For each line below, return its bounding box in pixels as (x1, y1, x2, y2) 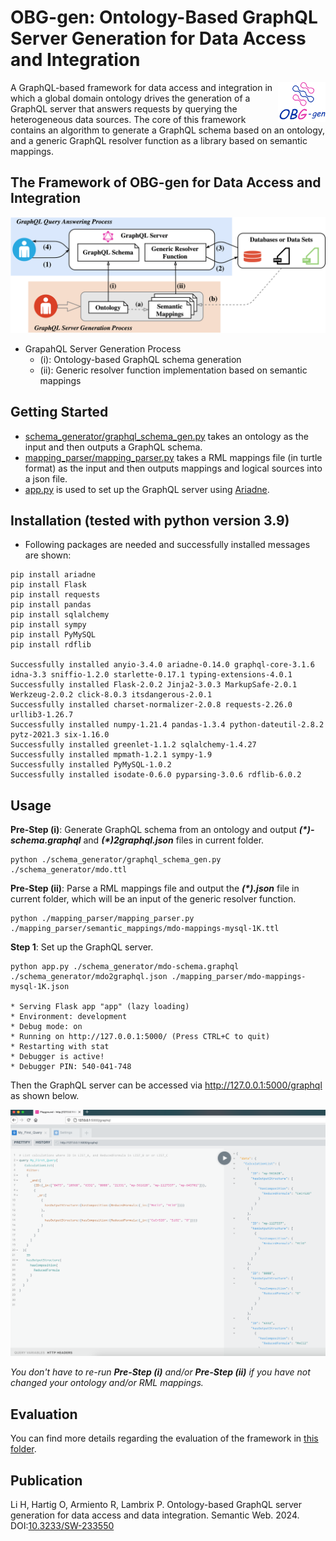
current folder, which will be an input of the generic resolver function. (10, 893, 297, 905)
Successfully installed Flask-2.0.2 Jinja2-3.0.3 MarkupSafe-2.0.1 (10, 680, 298, 690)
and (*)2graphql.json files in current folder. (83, 834, 265, 846)
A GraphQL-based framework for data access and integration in (10, 81, 273, 93)
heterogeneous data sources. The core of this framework (10, 113, 247, 125)
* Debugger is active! (10, 1052, 105, 1062)
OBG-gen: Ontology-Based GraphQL (10, 6, 318, 29)
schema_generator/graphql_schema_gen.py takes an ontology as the (24, 430, 309, 442)
